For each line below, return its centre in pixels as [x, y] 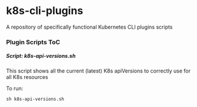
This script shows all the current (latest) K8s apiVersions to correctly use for [98, 71]
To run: [15, 88]
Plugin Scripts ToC [33, 42]
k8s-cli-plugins [45, 11]
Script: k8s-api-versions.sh [41, 56]
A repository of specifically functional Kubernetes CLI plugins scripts [89, 27]
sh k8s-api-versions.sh [35, 99]
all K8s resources [27, 77]
